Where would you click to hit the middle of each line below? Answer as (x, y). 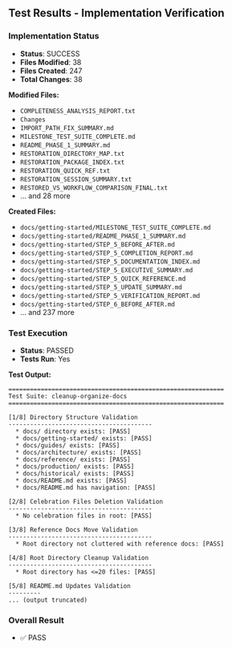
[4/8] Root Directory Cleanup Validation (79, 557)
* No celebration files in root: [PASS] (84, 516)
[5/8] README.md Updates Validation (69, 586)
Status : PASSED (47, 350)
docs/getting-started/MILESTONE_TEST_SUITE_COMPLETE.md (115, 227)
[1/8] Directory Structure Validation (73, 417)
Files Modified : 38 (51, 62)
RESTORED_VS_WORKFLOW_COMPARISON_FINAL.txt (94, 188)
